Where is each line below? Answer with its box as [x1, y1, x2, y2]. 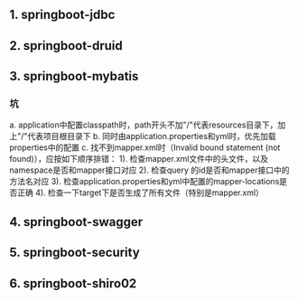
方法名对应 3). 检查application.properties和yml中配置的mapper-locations [9, 176, 280, 187]
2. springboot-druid [9, 38, 124, 53]
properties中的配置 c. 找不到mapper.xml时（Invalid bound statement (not [9, 142, 281, 153]
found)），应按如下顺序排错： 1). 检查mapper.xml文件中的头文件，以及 [9, 154, 269, 164]
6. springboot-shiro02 [9, 276, 137, 291]
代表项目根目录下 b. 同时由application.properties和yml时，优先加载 [27, 131, 277, 142]
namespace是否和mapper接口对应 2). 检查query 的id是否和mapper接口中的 [9, 164, 290, 175]
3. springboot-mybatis [9, 69, 139, 84]
